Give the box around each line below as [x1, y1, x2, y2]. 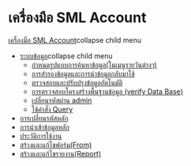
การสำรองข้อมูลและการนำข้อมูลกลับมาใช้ [31, 69, 136, 78]
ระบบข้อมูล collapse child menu [19, 51, 113, 60]
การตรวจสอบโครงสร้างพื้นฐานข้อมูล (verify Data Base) [31, 86, 184, 96]
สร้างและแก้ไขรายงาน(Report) [19, 149, 102, 158]
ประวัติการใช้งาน [19, 131, 62, 141]
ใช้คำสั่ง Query [31, 104, 73, 114]
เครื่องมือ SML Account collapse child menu [8, 35, 142, 44]
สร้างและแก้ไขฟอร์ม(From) [19, 140, 92, 149]
